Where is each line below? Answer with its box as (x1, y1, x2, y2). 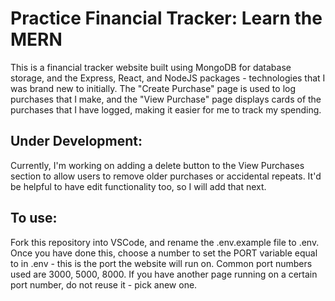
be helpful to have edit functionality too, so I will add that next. (10, 180, 267, 192)
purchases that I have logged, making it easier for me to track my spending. (10, 103, 322, 116)
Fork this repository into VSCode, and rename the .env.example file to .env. (10, 236, 320, 248)
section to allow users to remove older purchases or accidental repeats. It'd (10, 170, 322, 182)
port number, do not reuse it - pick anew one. (10, 278, 198, 291)
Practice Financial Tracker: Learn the (10, 7, 323, 30)
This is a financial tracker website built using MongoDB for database (10, 61, 292, 73)
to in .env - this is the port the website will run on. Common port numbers (10, 257, 313, 269)
